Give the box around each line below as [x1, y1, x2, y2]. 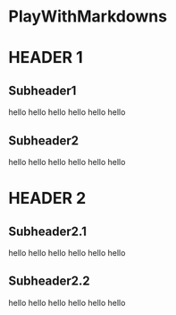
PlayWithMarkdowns [8, 6, 167, 27]
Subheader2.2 [8, 274, 90, 289]
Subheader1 [8, 83, 77, 98]
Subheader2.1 [8, 223, 87, 239]
